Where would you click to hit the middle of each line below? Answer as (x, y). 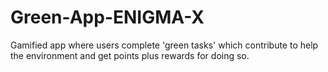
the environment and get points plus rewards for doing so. (130, 55)
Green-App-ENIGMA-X (107, 17)
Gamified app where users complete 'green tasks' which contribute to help (164, 45)
